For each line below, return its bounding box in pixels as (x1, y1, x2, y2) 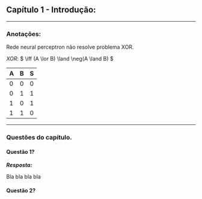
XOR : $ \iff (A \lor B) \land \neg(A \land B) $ (6, 55, 114, 63)
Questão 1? (6, 148, 35, 155)
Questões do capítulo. (6, 133, 72, 142)
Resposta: (6, 162, 32, 169)
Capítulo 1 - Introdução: (6, 5, 96, 15)
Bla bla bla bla (6, 173, 41, 180)
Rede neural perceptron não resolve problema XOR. (6, 43, 134, 51)
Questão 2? (6, 186, 36, 194)
